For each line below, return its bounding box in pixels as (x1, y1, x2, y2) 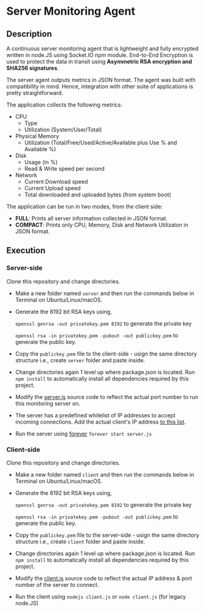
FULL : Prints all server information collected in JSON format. (15, 215, 168, 222)
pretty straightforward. (6, 89, 64, 96)
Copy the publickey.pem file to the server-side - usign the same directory (15, 531, 199, 539)
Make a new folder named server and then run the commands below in (15, 289, 195, 297)
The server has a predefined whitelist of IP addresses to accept (15, 411, 176, 419)
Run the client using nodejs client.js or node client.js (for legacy (15, 592, 187, 600)
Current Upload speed (24, 185, 81, 192)
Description (6, 29, 52, 39)
